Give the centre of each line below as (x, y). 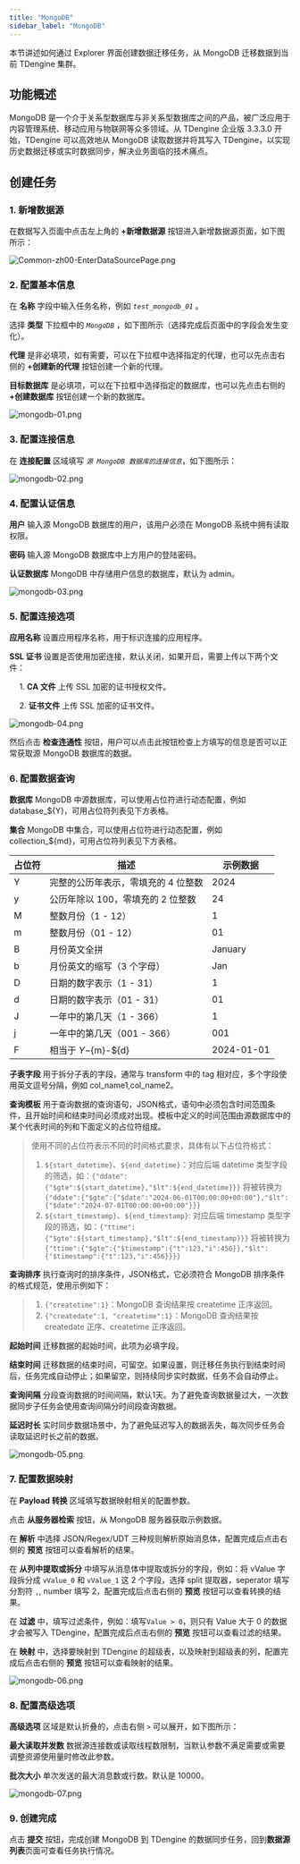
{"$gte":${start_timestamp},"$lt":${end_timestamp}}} (146, 1239)
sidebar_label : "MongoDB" (57, 26)
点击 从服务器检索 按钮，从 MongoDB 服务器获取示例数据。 (118, 1519)
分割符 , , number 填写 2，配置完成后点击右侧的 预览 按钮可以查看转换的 (142, 1591)
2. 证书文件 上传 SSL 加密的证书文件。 (89, 706)
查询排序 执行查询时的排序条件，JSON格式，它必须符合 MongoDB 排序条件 (147, 1275)
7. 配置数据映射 (42, 1479)
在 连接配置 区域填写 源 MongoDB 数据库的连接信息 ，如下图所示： (123, 461)
